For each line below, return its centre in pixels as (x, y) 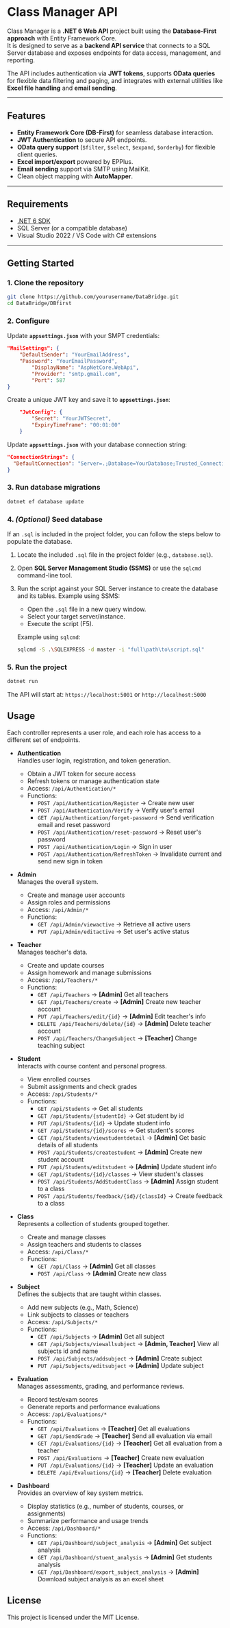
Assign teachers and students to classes (84, 1244)
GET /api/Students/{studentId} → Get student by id (111, 1116)
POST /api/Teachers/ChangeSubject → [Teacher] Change (117, 1038)
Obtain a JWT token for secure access (81, 774)
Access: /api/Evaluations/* (67, 1414)
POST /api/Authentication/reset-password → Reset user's (119, 832)
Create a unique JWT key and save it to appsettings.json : (89, 400)
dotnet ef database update (46, 501)
